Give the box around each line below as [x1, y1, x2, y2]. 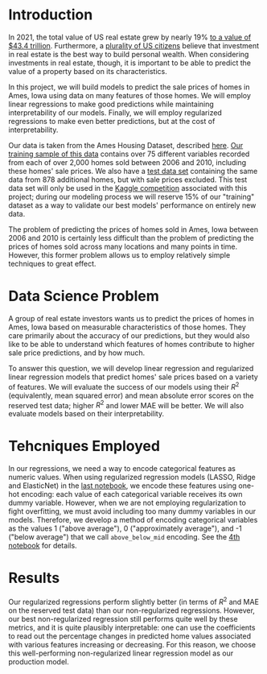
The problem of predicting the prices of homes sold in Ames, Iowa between [8, 224, 259, 234]
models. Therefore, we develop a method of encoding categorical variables [8, 515, 258, 525]
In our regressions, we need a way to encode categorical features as [8, 464, 236, 473]
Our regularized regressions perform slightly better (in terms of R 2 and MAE [8, 596, 260, 606]
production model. [8, 656, 70, 666]
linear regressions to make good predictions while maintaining [8, 99, 215, 109]
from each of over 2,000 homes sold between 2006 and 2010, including [8, 157, 247, 167]
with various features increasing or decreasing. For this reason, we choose [8, 639, 257, 649]
